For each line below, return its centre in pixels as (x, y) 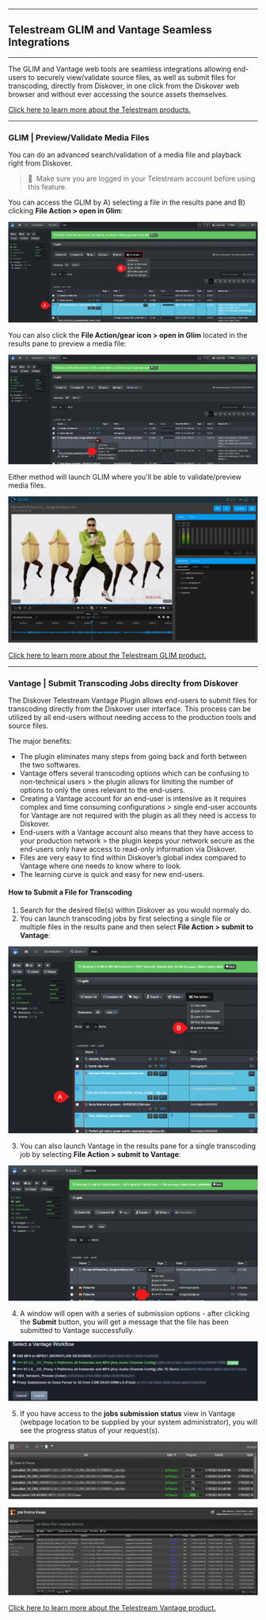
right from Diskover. (40, 163)
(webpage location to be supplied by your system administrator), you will (139, 1422)
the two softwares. (50, 764)
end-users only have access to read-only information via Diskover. (128, 848)
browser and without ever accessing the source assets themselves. (118, 94)
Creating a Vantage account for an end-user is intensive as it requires (133, 799)
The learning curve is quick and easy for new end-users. (112, 874)
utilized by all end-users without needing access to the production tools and (132, 717)
